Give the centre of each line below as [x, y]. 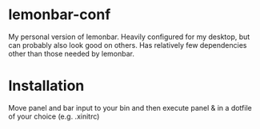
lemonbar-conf [60, 15]
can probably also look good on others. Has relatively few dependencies [128, 45]
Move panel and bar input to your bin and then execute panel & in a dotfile [130, 107]
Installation [46, 86]
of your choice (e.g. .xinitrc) [54, 116]
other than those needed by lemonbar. [71, 53]
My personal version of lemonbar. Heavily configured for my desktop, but [129, 37]
